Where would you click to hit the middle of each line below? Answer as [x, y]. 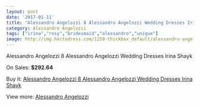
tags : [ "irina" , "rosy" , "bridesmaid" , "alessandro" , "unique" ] [82, 34]
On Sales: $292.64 [30, 68]
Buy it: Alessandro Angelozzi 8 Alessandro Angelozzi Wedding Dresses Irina [99, 79]
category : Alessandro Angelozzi [46, 28]
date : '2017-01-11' [30, 17]
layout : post [22, 12]
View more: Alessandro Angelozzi [48, 97]
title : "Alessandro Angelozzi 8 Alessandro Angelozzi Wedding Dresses [96, 23]
